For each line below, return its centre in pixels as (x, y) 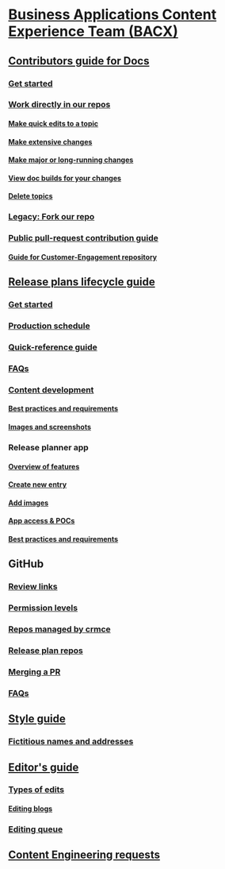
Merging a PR (34, 671)
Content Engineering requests (84, 855)
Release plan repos (46, 651)
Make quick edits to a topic (53, 124)
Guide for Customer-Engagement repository (83, 257)
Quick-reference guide (53, 347)
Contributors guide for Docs (79, 61)
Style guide (37, 719)
